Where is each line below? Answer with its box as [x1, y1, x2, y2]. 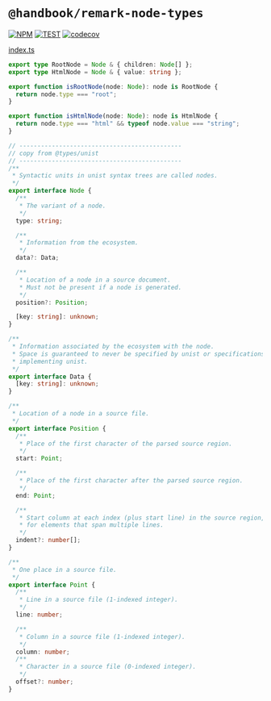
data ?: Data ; [15, 254, 60, 262]
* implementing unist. [11, 357, 89, 365]
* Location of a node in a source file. [11, 410, 150, 418]
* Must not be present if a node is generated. [19, 283, 182, 291]
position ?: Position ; [15, 298, 89, 307]
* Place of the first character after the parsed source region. [19, 477, 244, 485]
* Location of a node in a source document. [19, 276, 172, 284]
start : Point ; [15, 454, 63, 463]
